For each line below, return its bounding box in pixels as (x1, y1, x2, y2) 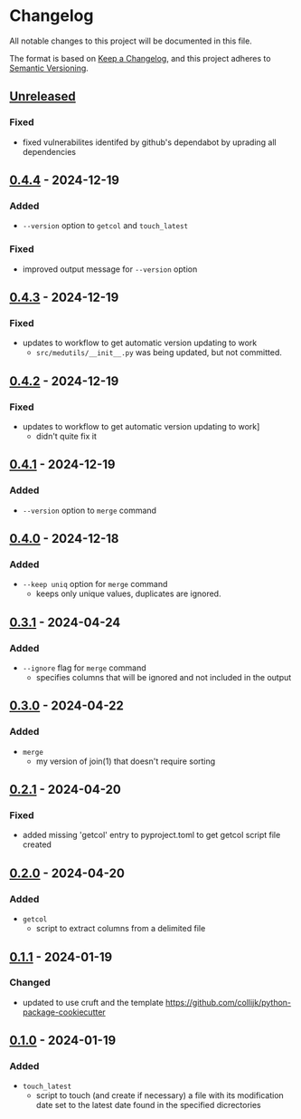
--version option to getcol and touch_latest (22, 220, 188, 231)
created (22, 839, 52, 850)
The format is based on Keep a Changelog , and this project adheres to (9, 53, 271, 63)
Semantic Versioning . (9, 63, 89, 73)
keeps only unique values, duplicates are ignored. (35, 588, 221, 599)
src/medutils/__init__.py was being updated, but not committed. (35, 347, 282, 358)
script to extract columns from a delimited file (35, 923, 206, 934)
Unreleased (9, 89, 77, 104)
